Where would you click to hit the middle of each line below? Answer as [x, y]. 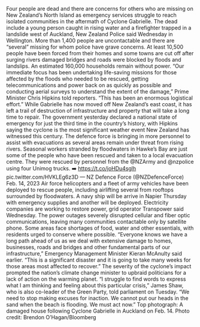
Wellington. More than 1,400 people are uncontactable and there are [90, 40]
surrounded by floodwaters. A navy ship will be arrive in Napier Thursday [96, 196]
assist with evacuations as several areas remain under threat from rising [95, 142]
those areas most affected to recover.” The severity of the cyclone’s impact [99, 266]
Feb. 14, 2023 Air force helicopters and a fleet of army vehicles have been [97, 183]
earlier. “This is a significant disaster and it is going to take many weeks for [99, 260]
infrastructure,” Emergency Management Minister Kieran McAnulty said [94, 253]
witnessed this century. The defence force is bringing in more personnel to [98, 136]
